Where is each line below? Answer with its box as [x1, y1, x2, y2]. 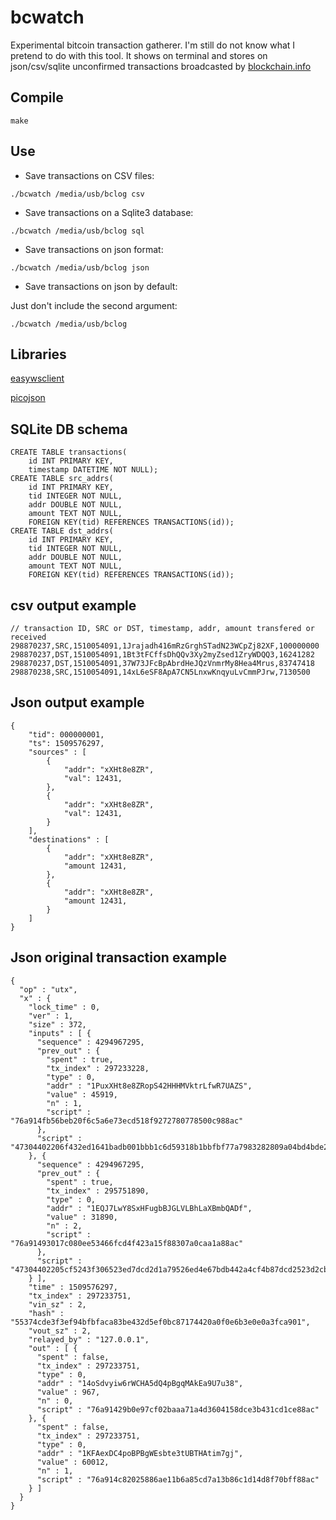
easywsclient [10, 372, 65, 385]
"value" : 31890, [46, 1212, 118, 1222]
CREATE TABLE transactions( [10, 447, 128, 458]
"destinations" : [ [28, 834, 110, 845]
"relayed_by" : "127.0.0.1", [28, 1334, 150, 1345]
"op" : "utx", [19, 984, 78, 995]
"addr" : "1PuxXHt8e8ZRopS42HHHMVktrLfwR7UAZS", [46, 1081, 253, 1091]
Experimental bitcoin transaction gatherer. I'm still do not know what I [10, 39, 296, 51]
